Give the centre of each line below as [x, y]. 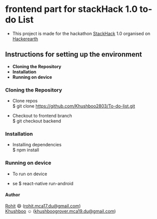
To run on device [30, 174]
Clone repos [25, 101]
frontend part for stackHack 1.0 [72, 9]
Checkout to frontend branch [42, 116]
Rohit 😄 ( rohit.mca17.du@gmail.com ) [43, 206]
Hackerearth [25, 39]
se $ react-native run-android [43, 183]
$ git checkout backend [37, 121]
